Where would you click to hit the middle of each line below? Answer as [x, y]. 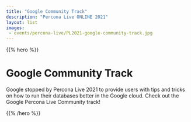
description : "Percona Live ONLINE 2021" [57, 17]
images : [15, 28]
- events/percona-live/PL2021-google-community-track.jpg [81, 33]
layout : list [22, 22]
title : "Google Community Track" [47, 11]
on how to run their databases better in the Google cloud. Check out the [93, 96]
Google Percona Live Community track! [53, 102]
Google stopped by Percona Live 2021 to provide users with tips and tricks [95, 90]
